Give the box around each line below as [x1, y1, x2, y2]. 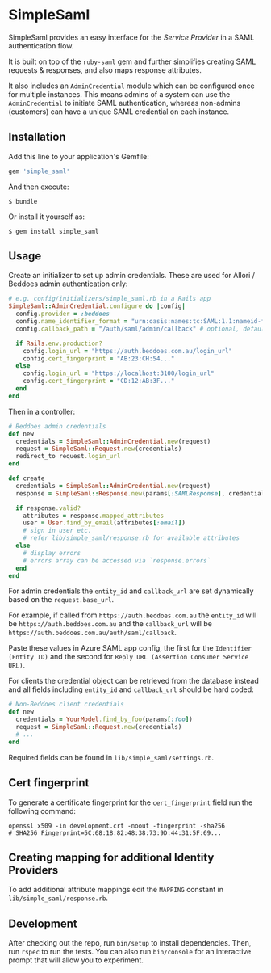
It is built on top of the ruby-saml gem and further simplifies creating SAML [8, 57, 256, 66]
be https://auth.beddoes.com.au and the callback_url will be [8, 619, 212, 629]
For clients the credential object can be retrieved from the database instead [8, 676, 260, 686]
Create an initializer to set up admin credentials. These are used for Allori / [8, 271, 256, 280]
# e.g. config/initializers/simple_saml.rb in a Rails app [8, 295, 211, 303]
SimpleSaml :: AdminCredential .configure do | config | [8, 302, 186, 310]
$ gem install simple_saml [8, 227, 99, 235]
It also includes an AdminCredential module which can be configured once [8, 81, 256, 91]
